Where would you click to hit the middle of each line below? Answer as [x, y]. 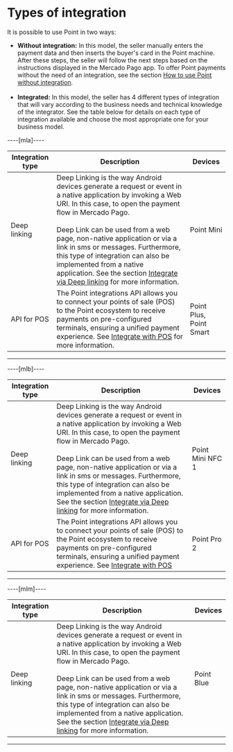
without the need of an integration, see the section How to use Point [114, 75]
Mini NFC [207, 458]
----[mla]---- [26, 140]
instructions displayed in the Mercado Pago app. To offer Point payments [121, 67]
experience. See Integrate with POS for [120, 336]
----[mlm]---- [27, 589]
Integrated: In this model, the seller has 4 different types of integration [118, 97]
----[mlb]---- [26, 369]
